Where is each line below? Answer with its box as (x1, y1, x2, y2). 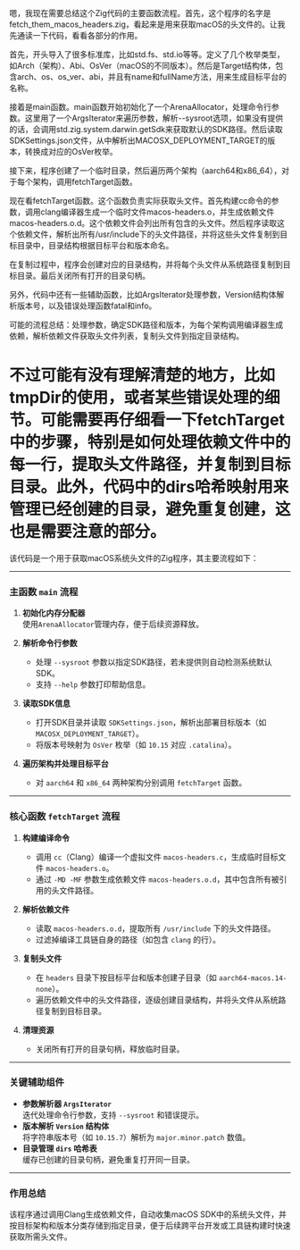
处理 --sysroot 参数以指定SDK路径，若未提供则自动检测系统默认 (35, 657, 272, 667)
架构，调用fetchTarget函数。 (32, 177, 137, 187)
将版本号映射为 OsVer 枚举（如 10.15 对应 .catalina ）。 (35, 740, 237, 751)
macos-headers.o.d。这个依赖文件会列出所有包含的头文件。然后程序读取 (9, 218, 278, 228)
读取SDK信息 (21, 698, 71, 709)
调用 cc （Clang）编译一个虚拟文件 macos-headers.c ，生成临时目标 (35, 852, 279, 862)
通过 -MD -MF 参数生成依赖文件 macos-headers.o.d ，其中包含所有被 (35, 874, 279, 885)
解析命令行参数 (21, 638, 78, 649)
